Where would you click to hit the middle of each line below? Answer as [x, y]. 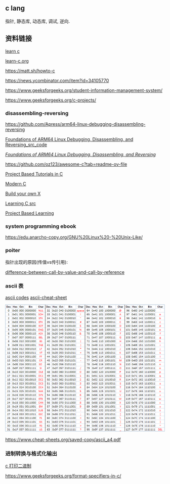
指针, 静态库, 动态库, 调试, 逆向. [37, 21]
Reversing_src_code [26, 144]
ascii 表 [14, 286]
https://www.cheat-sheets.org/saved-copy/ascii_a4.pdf [63, 440]
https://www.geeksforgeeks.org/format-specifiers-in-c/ [63, 476]
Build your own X [23, 193]
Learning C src [21, 203]
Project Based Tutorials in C [34, 174]
